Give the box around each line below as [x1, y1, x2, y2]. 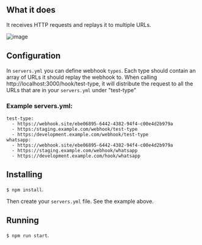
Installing [6, 169, 43, 180]
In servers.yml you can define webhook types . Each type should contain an [6, 67, 197, 74]
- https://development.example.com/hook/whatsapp [12, 153, 140, 159]
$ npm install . [6, 186, 44, 193]
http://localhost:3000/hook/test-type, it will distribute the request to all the [6, 79, 193, 87]
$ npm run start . [6, 232, 49, 239]
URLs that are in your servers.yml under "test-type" [6, 86, 137, 93]
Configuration [6, 51, 61, 61]
